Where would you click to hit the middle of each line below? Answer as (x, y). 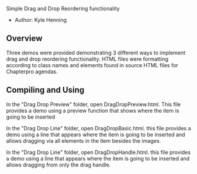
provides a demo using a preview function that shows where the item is (93, 110)
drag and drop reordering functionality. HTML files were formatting (87, 59)
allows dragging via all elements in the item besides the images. (83, 140)
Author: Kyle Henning (40, 20)
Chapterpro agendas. (32, 71)
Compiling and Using (45, 90)
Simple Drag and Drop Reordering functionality (63, 9)
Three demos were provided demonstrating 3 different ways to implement (96, 52)
